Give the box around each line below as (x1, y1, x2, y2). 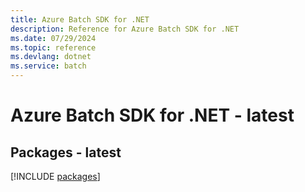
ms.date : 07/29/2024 (10, 33, 97, 43)
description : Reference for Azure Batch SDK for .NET (10, 24, 240, 34)
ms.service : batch (10, 61, 87, 71)
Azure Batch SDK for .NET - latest (10, 104, 295, 127)
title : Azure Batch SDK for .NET (10, 14, 150, 25)
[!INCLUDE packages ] (10, 171, 101, 182)
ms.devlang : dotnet (10, 52, 92, 62)
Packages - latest (10, 144, 122, 161)
